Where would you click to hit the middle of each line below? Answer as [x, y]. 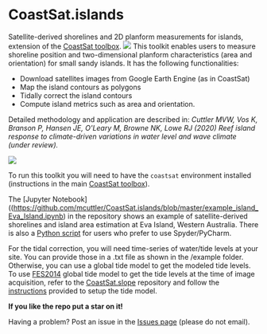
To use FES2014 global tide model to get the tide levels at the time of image [132, 273]
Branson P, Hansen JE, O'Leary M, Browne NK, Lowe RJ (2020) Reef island [132, 128]
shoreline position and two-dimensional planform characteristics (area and [130, 54]
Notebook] [70, 199]
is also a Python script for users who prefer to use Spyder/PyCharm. [120, 233]
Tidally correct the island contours [76, 95]
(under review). [33, 144]
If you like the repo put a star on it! [66, 306]
